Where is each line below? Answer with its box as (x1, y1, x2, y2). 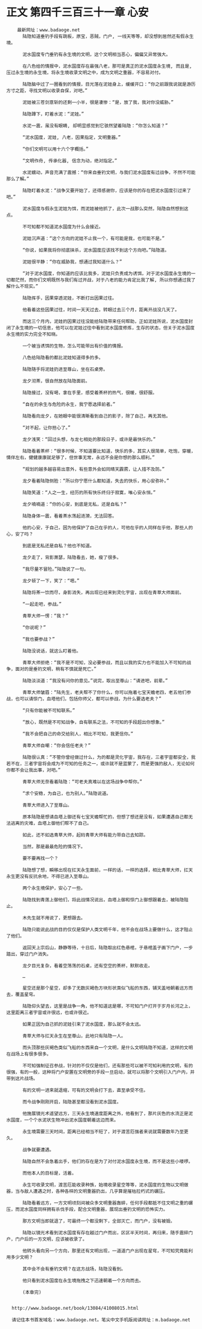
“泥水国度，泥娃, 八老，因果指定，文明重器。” (22, 134, 121, 141)
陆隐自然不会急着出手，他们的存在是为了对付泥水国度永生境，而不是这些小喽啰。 (22, 1158, 193, 1164)
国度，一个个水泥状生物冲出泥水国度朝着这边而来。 (10, 1117, 119, 1123)
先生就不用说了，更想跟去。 (27, 915, 86, 921)
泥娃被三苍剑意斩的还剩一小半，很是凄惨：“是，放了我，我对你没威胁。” (22, 99, 174, 106)
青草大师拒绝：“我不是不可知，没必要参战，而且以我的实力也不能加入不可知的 (22, 659, 187, 665)
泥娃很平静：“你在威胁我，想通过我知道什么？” (22, 259, 122, 265)
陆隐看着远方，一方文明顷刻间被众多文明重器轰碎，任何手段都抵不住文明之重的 (22, 1200, 189, 1206)
